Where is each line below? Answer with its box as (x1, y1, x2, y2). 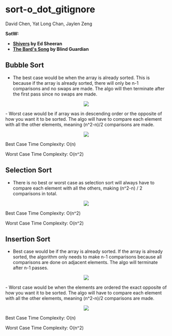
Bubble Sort (5, 61, 44, 70)
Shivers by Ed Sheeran (12, 40, 63, 47)
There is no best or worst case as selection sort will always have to (12, 179, 155, 185)
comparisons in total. (12, 190, 58, 196)
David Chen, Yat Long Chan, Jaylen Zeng (5, 21, 92, 27)
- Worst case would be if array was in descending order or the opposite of (5, 110, 162, 117)
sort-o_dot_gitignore (5, 4, 95, 15)
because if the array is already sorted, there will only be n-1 (12, 80, 139, 86)
